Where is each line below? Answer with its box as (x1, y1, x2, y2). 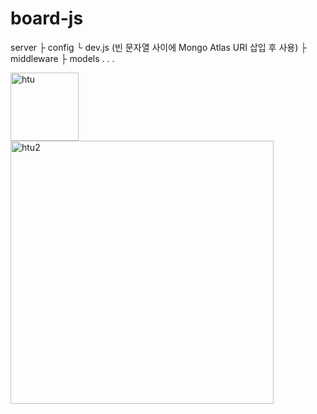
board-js (10, 7, 84, 30)
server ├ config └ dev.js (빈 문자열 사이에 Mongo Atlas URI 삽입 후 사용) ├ (10, 41, 308, 53)
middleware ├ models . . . (10, 52, 115, 64)
